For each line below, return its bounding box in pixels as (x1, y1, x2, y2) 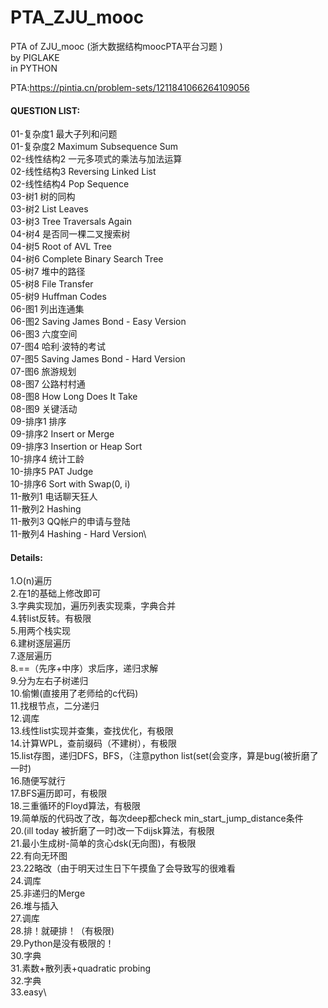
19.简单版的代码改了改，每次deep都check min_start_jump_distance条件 (10, 812, 304, 825)
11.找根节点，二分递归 (10, 700, 100, 712)
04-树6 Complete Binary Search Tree (10, 253, 164, 265)
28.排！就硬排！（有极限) (10, 925, 115, 937)
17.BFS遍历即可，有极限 (10, 787, 108, 800)
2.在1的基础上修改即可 (10, 587, 102, 600)
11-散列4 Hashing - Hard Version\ (10, 528, 147, 540)
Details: (10, 551, 43, 563)
